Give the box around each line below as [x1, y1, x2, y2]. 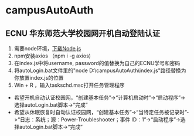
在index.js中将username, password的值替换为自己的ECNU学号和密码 [13, 60, 181, 66]
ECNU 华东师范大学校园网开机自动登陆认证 [5, 28, 161, 38]
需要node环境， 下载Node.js [13, 45, 81, 52]
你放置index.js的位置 [13, 74, 64, 81]
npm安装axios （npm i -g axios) [13, 52, 91, 59]
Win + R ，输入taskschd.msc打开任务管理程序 [13, 81, 125, 89]
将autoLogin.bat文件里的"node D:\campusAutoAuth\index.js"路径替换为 [13, 67, 186, 74]
